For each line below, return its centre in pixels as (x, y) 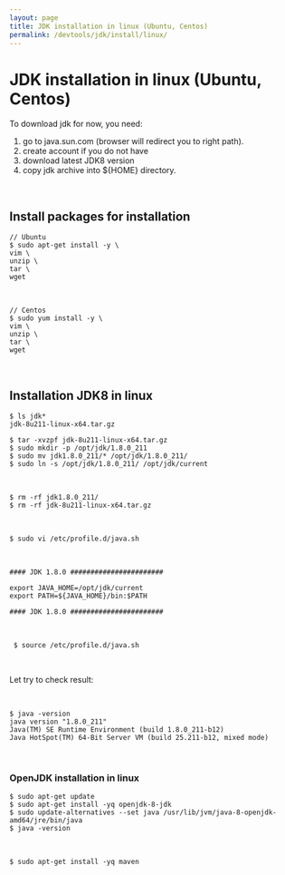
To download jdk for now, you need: (76, 124)
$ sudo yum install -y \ (56, 318)
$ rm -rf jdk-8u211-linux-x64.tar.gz (81, 505)
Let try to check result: (52, 679)
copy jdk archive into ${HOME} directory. (99, 170)
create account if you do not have (85, 151)
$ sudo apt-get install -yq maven (75, 862)
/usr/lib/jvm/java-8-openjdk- (220, 812)
